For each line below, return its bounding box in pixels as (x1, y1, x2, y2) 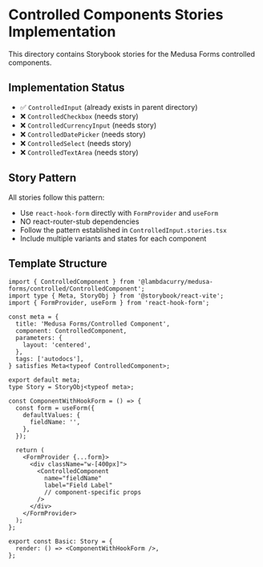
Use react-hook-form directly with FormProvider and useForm (19, 208, 219, 217)
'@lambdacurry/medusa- (137, 278, 214, 286)
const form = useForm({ (15, 404, 95, 412)
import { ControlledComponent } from (8, 278, 135, 286)
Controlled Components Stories (8, 6, 224, 24)
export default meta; (8, 376, 81, 384)
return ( (15, 447, 45, 455)
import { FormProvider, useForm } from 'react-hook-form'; (8, 299, 210, 307)
